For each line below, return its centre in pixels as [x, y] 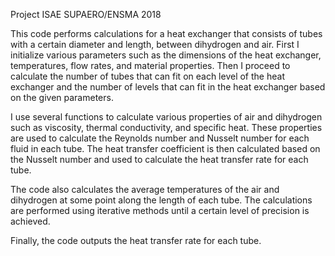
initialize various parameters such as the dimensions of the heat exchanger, [166, 55]
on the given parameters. [62, 97]
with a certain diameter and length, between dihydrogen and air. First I [155, 44]
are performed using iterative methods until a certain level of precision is [160, 210]
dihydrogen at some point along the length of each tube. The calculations [161, 200]
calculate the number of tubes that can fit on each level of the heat [147, 76]
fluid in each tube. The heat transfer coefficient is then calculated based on [165, 148]
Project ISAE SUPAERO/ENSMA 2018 [86, 14]
